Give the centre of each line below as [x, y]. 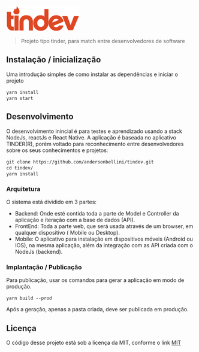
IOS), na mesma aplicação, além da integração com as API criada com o [104, 245]
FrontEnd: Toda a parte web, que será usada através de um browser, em [104, 226]
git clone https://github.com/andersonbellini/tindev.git [80, 162]
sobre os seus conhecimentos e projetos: [57, 150]
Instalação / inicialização [54, 60]
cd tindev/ [20, 168]
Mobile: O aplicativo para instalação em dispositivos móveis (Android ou [104, 239]
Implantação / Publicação [44, 267]
